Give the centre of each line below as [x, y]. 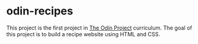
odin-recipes [40, 11]
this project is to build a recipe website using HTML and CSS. [83, 34]
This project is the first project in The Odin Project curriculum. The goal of [99, 28]
